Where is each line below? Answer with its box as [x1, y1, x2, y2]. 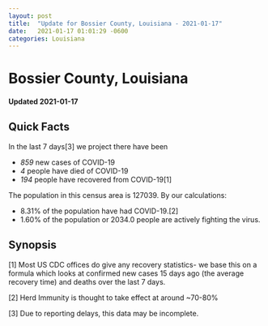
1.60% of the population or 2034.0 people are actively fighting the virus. [19, 214, 261, 224]
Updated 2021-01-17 [8, 97, 79, 106]
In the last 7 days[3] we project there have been [8, 141, 168, 151]
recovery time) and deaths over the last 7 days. [8, 277, 166, 286]
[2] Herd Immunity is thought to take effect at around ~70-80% [8, 293, 219, 302]
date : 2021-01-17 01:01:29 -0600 [8, 27, 129, 35]
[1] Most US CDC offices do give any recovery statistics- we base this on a [8, 260, 257, 269]
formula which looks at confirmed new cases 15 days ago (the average [8, 268, 245, 278]
